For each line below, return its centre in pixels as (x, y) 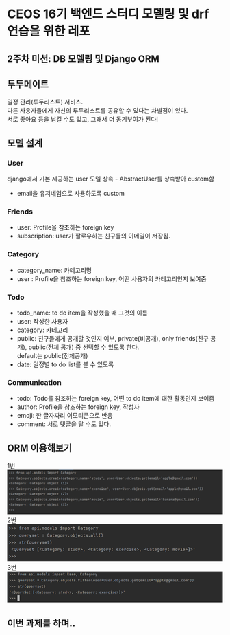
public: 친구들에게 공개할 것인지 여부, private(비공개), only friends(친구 (113, 338)
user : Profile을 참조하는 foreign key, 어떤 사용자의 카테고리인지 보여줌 (112, 278)
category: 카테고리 (42, 330)
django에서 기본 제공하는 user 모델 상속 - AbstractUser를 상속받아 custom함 (111, 179)
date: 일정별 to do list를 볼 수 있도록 (65, 364)
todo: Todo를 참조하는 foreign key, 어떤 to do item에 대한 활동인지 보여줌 (116, 399)
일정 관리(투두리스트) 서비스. (45, 102)
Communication (34, 382)
